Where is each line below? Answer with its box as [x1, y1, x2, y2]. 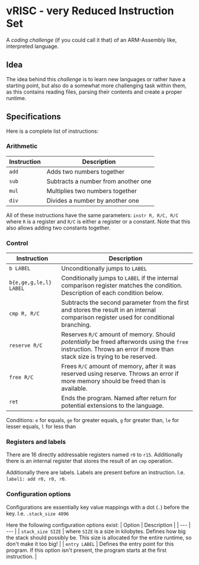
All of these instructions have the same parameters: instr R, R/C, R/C [6, 212, 179, 219]
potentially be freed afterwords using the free [61, 338, 188, 346]
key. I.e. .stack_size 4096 [6, 510, 69, 517]
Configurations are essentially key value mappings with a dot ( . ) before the [6, 503, 190, 510]
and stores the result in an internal [61, 306, 156, 314]
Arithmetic [6, 142, 38, 151]
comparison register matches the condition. [61, 282, 182, 290]
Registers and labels [6, 438, 66, 446]
